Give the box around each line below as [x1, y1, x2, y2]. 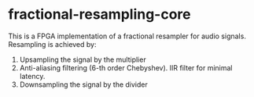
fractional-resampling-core [8, 5, 191, 23]
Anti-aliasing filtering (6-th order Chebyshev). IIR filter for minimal [19, 63, 233, 72]
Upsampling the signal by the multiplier [19, 55, 147, 64]
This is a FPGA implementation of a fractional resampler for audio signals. [8, 31, 246, 41]
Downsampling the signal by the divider [19, 80, 148, 89]
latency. [19, 71, 46, 81]
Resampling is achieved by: [8, 39, 97, 48]
